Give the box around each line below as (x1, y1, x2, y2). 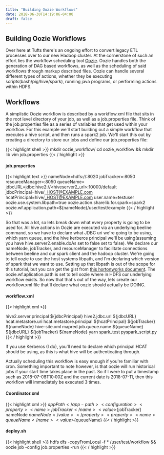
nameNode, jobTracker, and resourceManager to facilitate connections (5, 246, 148, 251)
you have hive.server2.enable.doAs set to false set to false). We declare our (5, 240, 158, 246)
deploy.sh (5, 428, 26, 434)
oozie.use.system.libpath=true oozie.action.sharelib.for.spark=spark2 (5, 200, 145, 205)
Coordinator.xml (5, 390, 40, 396)
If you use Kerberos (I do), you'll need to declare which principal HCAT (5, 343, 148, 350)
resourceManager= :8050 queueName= (5, 179, 85, 185)
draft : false (5, 16, 32, 21)
